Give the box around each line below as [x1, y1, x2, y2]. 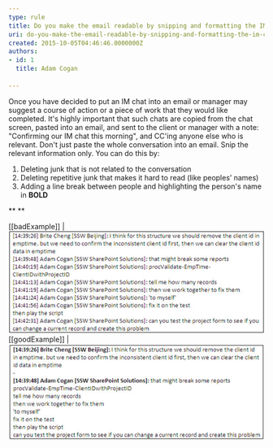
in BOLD [19, 189, 49, 199]
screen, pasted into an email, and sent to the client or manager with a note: [8, 122, 259, 132]
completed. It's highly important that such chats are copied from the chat [8, 114, 253, 124]
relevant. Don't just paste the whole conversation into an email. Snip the [8, 139, 249, 150]
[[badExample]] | [8, 221, 65, 231]
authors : [8, 47, 38, 56]
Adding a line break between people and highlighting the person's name [19, 181, 262, 191]
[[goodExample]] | [8, 334, 69, 345]
